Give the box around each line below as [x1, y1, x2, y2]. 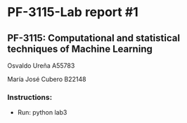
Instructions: [7, 92, 53, 102]
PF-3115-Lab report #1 [7, 4, 138, 20]
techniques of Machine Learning [7, 43, 153, 55]
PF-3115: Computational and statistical [7, 32, 181, 44]
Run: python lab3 [17, 108, 67, 117]
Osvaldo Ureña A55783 [7, 61, 75, 70]
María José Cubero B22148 [7, 75, 86, 83]
